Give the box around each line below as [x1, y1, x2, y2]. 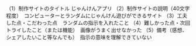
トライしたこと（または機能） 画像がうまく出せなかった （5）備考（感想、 [6, 26, 188, 33]
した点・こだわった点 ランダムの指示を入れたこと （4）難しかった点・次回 [6, 20, 190, 26]
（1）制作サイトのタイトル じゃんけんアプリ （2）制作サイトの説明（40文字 [6, 5, 190, 11]
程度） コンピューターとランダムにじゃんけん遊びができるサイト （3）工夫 [6, 12, 188, 19]
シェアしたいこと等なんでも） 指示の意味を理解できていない [6, 34, 152, 40]
